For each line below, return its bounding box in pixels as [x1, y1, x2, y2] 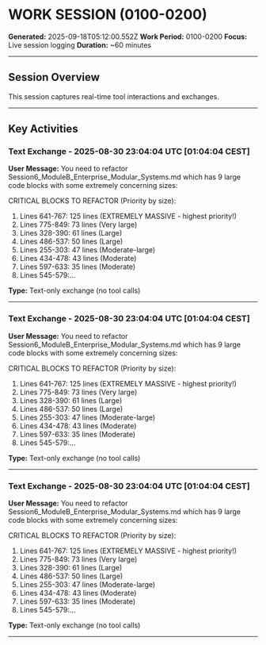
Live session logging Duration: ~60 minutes [8, 40, 152, 49]
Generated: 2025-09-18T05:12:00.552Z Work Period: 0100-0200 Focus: [8, 32, 248, 41]
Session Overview [8, 71, 101, 84]
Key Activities [8, 122, 78, 136]
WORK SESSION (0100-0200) [8, 6, 207, 24]
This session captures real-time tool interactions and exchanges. [8, 91, 219, 101]
